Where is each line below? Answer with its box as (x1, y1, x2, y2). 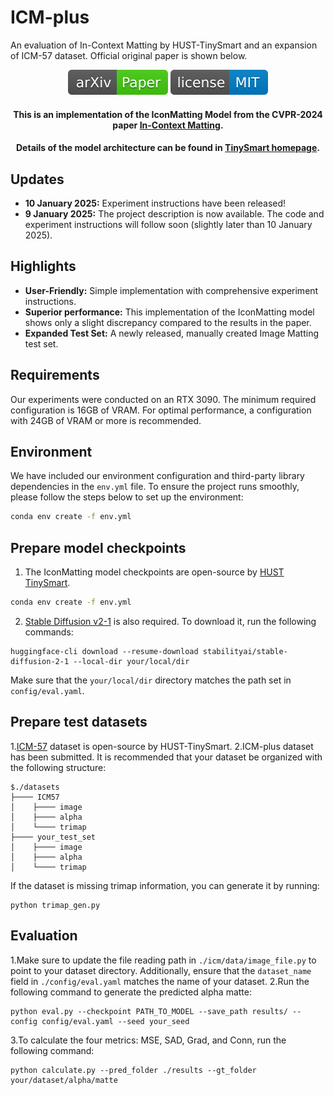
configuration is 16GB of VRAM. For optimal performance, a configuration (10, 404, 312, 416)
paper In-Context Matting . (112, 119, 224, 131)
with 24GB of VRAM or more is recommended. (10, 414, 202, 426)
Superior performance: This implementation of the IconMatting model (24, 306, 315, 318)
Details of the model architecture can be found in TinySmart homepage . (15, 142, 320, 154)
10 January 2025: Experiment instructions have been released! (24, 197, 287, 209)
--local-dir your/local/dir (73, 656, 190, 666)
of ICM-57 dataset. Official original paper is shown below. (10, 49, 248, 61)
